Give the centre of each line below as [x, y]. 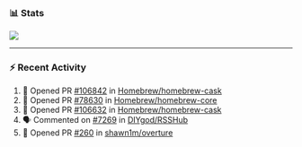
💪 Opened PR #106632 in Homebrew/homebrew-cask [122, 109]
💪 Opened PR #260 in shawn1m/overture [98, 133]
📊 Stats [27, 13]
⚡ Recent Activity [48, 67]
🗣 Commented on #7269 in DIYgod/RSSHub [105, 119]
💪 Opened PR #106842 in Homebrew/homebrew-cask [122, 91]
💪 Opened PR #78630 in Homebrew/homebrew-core [120, 99]
